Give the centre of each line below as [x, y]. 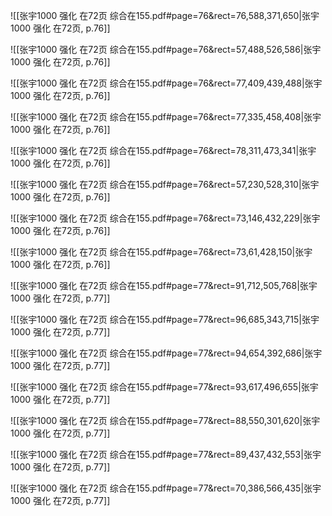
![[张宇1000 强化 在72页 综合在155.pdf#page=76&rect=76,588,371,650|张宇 [165, 15]
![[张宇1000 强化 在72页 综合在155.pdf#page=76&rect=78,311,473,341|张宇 [163, 150]
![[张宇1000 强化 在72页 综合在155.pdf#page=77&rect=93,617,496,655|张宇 [164, 387]
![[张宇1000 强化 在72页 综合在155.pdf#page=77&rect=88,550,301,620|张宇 [165, 420]
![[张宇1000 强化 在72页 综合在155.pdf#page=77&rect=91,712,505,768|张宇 [164, 285]
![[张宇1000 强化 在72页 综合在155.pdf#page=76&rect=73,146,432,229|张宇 [165, 218]
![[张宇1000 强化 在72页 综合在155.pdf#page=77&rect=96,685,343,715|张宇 [165, 319]
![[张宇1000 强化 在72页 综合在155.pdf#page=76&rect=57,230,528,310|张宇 [165, 184]
